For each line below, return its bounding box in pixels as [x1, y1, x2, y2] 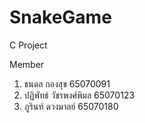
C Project [9, 39, 48, 51]
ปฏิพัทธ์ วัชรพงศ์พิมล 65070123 [23, 89, 136, 101]
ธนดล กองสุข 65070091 [23, 77, 111, 90]
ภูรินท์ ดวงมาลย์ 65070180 [23, 100, 119, 112]
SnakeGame [9, 6, 112, 29]
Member [9, 58, 45, 70]
